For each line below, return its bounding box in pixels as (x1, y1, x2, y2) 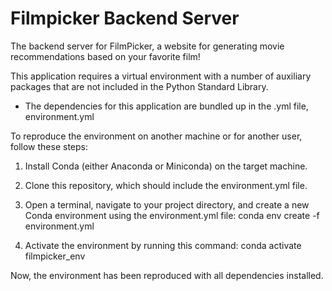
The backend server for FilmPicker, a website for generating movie (10, 40, 285, 52)
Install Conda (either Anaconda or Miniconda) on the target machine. (24, 160, 308, 172)
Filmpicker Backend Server (10, 7, 240, 30)
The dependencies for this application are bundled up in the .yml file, (24, 100, 309, 112)
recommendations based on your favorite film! (10, 50, 201, 62)
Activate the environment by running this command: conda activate (24, 239, 302, 251)
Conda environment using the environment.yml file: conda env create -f (24, 209, 320, 221)
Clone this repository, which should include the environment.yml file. (24, 179, 308, 191)
